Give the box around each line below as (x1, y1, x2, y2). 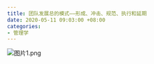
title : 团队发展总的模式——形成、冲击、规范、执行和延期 (7, 10, 147, 17)
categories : (7, 23, 41, 30)
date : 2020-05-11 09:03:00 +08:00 (7, 17, 106, 23)
